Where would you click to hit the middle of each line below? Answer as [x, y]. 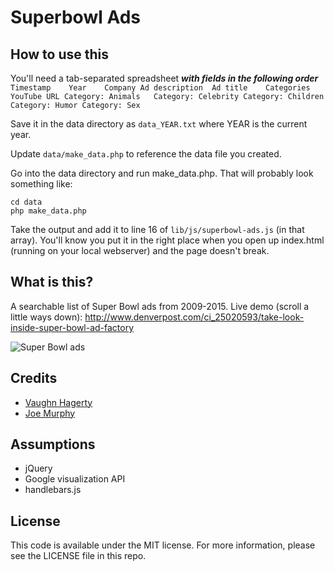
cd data [26, 202]
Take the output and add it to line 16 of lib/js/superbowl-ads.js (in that [157, 229]
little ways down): [46, 317]
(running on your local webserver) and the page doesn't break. [140, 250]
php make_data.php [48, 211]
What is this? [52, 282]
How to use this [60, 54]
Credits [34, 378]
